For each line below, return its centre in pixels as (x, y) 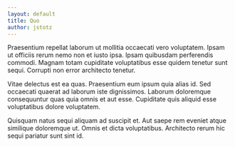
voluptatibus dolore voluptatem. (54, 107)
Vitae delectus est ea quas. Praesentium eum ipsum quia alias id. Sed (109, 84)
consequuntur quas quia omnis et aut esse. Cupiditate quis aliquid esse (112, 99)
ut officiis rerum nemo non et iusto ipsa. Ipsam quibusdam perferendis (110, 55)
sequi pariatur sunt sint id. (46, 136)
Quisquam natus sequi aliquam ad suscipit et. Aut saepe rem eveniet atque (117, 121)
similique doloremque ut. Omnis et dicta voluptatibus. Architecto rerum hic (116, 128)
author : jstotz (30, 27)
